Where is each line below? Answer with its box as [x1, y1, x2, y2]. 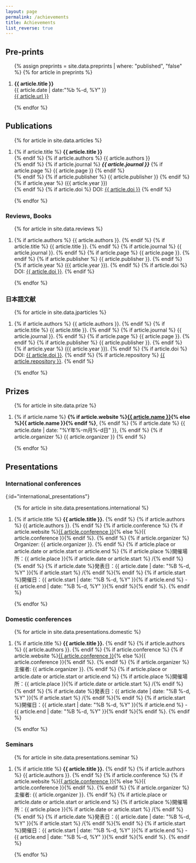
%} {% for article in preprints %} [13, 69, 93, 76]
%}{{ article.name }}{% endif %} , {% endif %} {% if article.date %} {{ [13, 419, 185, 427]
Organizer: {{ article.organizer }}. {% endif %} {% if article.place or [13, 540, 176, 548]
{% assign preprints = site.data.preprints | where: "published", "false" [13, 62, 183, 70]
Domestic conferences [5, 615, 72, 623]
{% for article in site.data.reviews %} [13, 225, 103, 233]
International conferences [5, 480, 82, 488]
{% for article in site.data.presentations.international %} [13, 504, 149, 511]
